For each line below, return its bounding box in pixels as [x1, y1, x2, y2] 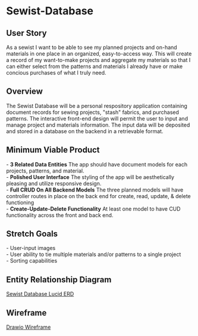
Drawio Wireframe [6, 323, 51, 331]
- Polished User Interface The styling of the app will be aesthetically [6, 173, 174, 180]
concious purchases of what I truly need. [6, 69, 106, 76]
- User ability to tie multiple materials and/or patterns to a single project [6, 251, 181, 258]
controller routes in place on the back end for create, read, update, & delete [6, 192, 191, 199]
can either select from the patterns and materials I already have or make [6, 63, 183, 70]
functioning [6, 199, 34, 206]
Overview [6, 87, 43, 97]
